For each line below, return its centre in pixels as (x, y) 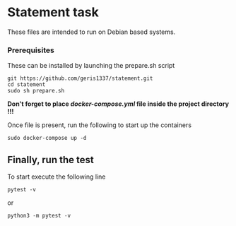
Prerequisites (31, 50)
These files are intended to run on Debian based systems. (92, 32)
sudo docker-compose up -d (47, 138)
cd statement (26, 85)
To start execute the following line (57, 177)
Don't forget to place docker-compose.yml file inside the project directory (118, 104)
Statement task (53, 12)
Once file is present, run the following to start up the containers (100, 125)
